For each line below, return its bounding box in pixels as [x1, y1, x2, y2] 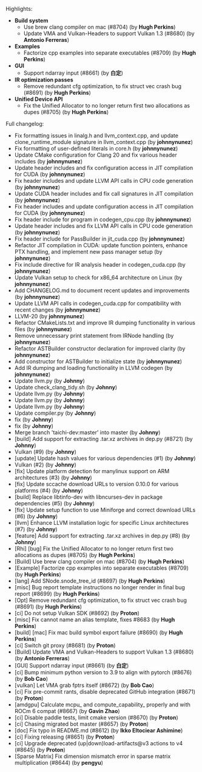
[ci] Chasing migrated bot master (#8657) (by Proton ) [14, 720, 149, 728]
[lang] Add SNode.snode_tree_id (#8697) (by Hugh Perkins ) [14, 577, 166, 584]
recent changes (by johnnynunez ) [14, 306, 101, 313]
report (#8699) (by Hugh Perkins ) [14, 590, 100, 597]
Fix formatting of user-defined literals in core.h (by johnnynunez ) [14, 145, 178, 152]
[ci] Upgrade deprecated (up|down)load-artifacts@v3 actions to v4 [14, 740, 183, 746]
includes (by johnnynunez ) [14, 158, 83, 165]
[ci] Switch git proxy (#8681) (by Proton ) [14, 642, 116, 649]
